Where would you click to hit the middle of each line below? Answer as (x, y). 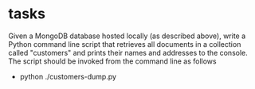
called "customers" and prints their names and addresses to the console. (128, 52)
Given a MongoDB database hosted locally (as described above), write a (127, 36)
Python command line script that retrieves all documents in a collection (125, 44)
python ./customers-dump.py (68, 76)
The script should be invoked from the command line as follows (112, 61)
